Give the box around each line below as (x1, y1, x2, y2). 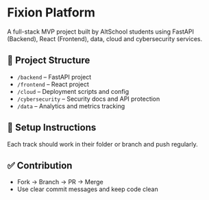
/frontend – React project (16, 80, 89, 88)
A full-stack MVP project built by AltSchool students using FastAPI (7, 27, 194, 36)
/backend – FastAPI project (16, 73, 92, 81)
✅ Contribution (7, 160, 73, 171)
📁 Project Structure (7, 55, 90, 66)
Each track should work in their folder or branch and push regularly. (7, 140, 198, 148)
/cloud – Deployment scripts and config (16, 87, 130, 95)
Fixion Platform (7, 5, 96, 21)
